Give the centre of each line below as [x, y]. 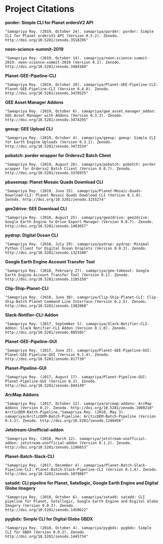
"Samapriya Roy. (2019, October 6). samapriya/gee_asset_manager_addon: [81, 111]
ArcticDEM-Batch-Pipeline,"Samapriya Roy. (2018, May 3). [65, 412]
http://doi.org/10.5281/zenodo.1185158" [47, 279]
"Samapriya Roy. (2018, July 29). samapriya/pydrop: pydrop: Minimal [77, 244]
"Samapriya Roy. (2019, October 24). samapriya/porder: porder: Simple [79, 31]
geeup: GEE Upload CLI [29, 129]
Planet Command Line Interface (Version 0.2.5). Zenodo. [88, 302]
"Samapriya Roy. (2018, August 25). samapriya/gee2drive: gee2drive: [77, 218]
